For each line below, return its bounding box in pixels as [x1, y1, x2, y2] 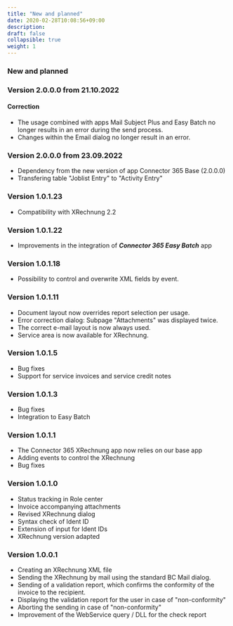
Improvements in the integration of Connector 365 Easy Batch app [17, 241, 213, 250]
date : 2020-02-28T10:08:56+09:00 [7, 17, 105, 24]
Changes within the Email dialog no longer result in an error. [17, 133, 191, 141]
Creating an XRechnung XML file [17, 566, 112, 574]
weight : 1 [7, 43, 36, 50]
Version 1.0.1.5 [7, 348, 58, 358]
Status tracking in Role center [17, 494, 103, 503]
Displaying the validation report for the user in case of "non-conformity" [17, 596, 227, 604]
